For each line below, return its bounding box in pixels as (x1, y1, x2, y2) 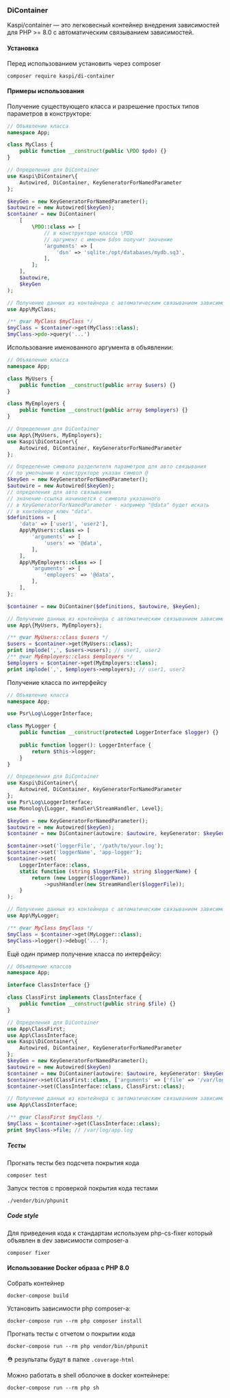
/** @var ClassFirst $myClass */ (7, 1114, 103, 1121)
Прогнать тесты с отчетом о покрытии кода (7, 1330, 136, 1338)
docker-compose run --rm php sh (7, 1384, 99, 1391)
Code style (7, 1212, 39, 1220)
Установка (7, 44, 39, 52)
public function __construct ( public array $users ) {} (19, 382, 176, 388)
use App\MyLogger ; (7, 912, 60, 919)
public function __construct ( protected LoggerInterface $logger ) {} (19, 729, 219, 736)
